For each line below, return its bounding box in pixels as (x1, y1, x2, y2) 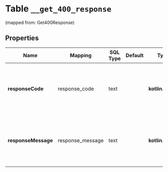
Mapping (69, 52, 91, 59)
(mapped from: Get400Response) (5, 19, 75, 25)
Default (125, 52, 144, 59)
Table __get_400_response (5, 3, 111, 14)
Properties (5, 34, 39, 42)
